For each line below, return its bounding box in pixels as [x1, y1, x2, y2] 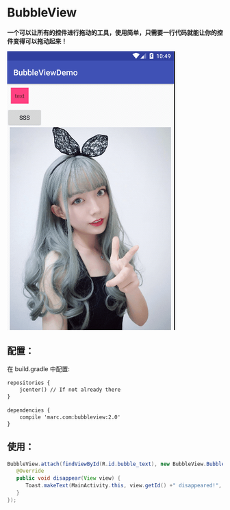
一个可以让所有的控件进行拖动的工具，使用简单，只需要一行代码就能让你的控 [7, 28, 223, 36]
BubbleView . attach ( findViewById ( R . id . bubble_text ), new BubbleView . [7, 461, 207, 467]
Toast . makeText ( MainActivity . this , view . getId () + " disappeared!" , [25, 483, 222, 489]
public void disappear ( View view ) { [16, 475, 121, 482]
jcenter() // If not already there [19, 386, 121, 393]
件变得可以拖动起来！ [7, 36, 67, 45]
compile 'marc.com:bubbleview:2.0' [19, 414, 121, 421]
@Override [16, 467, 44, 475]
